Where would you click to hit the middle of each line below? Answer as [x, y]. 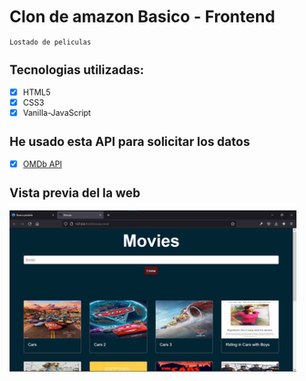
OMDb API [42, 164]
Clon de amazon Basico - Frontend [143, 17]
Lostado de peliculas [51, 42]
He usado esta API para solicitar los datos [130, 142]
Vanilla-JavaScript [56, 112]
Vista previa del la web [75, 193]
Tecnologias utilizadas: [76, 70]
